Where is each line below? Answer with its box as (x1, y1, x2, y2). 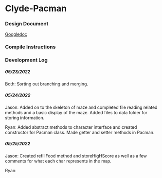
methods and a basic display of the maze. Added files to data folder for (5, 110, 147, 116)
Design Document (5, 20, 49, 27)
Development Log (5, 57, 48, 63)
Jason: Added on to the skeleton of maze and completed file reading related (5, 104, 158, 110)
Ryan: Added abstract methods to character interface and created (5, 124, 137, 130)
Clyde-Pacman (5, 3, 67, 14)
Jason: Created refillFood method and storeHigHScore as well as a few (5, 153, 147, 159)
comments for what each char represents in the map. (5, 158, 112, 164)
